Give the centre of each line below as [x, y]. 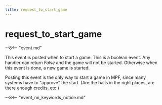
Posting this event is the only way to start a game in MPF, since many [76, 77]
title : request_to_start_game [36, 10]
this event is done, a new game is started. [47, 68]
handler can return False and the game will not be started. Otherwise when [81, 63]
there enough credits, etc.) [32, 88]
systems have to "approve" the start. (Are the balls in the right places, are [80, 82]
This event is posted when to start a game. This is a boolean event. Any [78, 57]
